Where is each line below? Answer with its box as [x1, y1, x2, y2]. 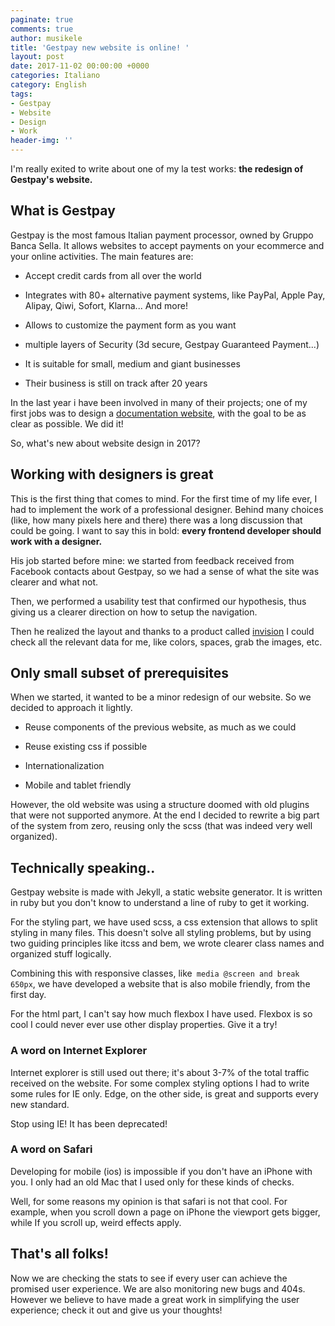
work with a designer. [10, 535, 103, 547]
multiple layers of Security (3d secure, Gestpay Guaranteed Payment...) [24, 338, 320, 350]
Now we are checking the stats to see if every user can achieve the [10, 1272, 288, 1284]
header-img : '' [10, 136, 74, 146]
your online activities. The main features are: [10, 250, 194, 262]
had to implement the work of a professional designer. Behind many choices [10, 503, 324, 515]
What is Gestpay [10, 202, 116, 220]
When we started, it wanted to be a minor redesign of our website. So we [10, 691, 312, 703]
